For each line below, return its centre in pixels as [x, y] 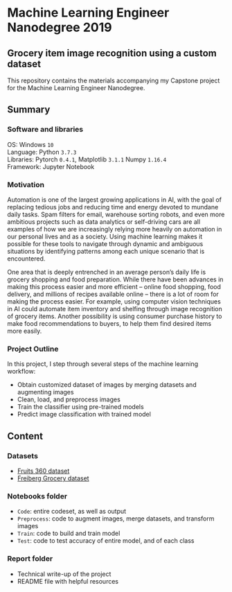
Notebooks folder [37, 496]
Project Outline [33, 349]
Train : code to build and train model [69, 533]
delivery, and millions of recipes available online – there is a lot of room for [113, 294]
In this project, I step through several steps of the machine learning [103, 364]
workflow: [21, 372]
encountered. [26, 259]
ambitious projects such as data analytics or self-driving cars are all [104, 221]
